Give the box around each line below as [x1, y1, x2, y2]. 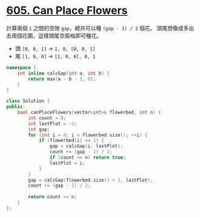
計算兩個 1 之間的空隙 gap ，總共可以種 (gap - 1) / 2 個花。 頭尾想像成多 [6, 24, 189, 32]
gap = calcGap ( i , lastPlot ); [49, 143, 123, 149]
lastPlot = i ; [49, 160, 85, 166]
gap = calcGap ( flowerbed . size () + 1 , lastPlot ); [28, 177, 153, 183]
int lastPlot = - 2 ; [28, 121, 78, 127]
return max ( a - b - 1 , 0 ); [28, 76, 96, 82]
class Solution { [6, 98, 50, 104]
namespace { [6, 64, 36, 70]
